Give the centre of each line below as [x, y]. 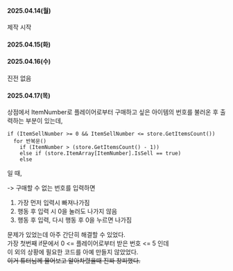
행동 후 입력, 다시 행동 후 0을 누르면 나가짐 [75, 220]
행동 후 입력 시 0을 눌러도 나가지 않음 [67, 211]
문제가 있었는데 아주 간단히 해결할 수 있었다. [67, 235]
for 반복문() [30, 141]
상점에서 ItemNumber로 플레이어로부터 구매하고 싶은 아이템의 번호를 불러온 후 [113, 112]
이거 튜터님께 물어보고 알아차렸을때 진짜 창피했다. [74, 261]
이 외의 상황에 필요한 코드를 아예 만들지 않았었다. [73, 252]
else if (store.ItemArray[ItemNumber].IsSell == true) [101, 154]
